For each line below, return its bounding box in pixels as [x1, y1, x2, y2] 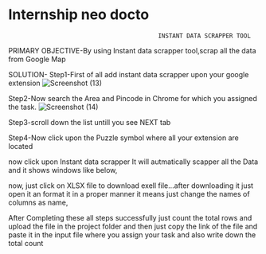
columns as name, [8, 197, 68, 207]
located [8, 141, 33, 150]
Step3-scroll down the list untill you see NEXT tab [8, 117, 171, 127]
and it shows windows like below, [8, 165, 118, 174]
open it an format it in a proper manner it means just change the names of [8, 189, 250, 198]
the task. [8, 102, 37, 111]
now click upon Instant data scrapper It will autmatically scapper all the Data [8, 157, 259, 166]
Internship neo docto [8, 6, 150, 24]
